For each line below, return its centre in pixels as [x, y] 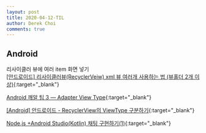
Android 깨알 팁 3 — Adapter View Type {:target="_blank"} [79, 98]
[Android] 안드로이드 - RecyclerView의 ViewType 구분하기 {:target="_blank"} [101, 110]
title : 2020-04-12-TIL [35, 18]
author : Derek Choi [31, 23]
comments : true [26, 29]
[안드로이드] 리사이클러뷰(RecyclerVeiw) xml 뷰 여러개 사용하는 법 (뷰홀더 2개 [100, 77]
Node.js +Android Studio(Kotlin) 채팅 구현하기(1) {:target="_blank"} [89, 123]
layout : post [23, 12]
